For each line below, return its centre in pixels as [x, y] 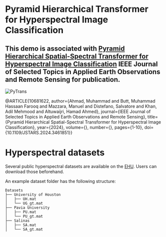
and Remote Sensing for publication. [63, 80]
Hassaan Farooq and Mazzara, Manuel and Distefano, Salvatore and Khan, [81, 106]
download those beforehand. [35, 172]
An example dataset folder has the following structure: [60, 181]
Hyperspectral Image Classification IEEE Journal [82, 64]
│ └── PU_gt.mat [24, 216]
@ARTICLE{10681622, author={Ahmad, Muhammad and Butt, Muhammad [80, 101]
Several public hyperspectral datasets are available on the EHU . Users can [81, 166]
